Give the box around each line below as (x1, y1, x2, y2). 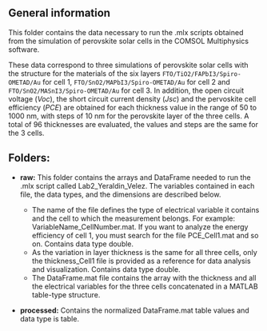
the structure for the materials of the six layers (8, 68, 161, 78)
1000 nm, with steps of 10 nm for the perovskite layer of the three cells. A (8, 111, 249, 121)
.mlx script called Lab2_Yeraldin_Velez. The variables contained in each (19, 181, 255, 190)
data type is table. (19, 313, 80, 323)
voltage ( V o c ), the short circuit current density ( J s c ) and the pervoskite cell (8, 94, 257, 103)
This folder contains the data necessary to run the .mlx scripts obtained (8, 27, 244, 37)
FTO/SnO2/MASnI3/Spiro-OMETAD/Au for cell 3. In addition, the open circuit (8, 86, 245, 95)
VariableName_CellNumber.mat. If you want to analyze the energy (31, 221, 249, 231)
